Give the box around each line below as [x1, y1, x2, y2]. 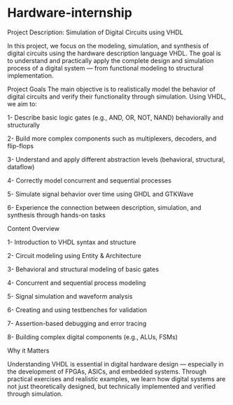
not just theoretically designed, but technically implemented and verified [7, 382, 216, 390]
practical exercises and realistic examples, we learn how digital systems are [7, 374, 226, 383]
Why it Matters [7, 346, 50, 355]
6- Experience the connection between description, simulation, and [7, 203, 202, 211]
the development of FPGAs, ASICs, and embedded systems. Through [7, 367, 206, 376]
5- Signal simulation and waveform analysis [7, 292, 133, 300]
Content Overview [7, 224, 59, 232]
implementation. [7, 71, 54, 80]
